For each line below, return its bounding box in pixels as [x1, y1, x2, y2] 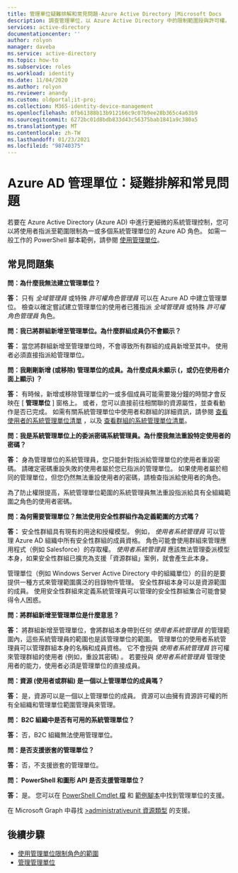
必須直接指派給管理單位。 [13, 350, 89, 359]
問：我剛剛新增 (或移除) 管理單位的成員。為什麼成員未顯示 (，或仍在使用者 [7, 365, 224, 374]
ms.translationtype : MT [7, 122, 78, 130]
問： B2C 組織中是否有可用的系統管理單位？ [7, 715, 135, 724]
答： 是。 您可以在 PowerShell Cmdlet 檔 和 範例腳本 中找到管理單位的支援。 [7, 791, 229, 799]
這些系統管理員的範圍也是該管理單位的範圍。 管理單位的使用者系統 [25, 634, 220, 643]
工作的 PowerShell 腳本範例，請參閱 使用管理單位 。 [13, 236, 164, 244]
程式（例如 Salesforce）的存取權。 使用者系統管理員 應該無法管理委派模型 [13, 545, 230, 553]
